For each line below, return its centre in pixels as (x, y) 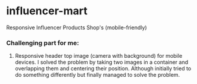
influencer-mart (47, 11)
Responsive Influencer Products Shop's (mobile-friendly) (77, 27)
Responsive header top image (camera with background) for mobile (98, 56)
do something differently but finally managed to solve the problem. (97, 75)
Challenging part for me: (43, 43)
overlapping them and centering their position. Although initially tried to (103, 69)
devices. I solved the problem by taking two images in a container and (102, 62)
